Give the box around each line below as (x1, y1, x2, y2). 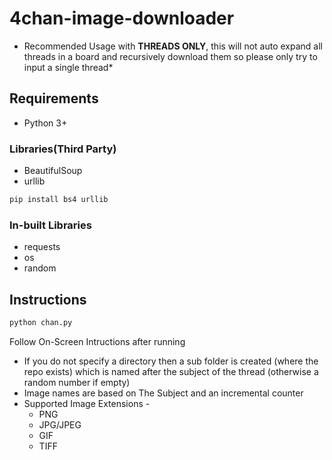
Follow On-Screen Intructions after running (9, 335, 186, 347)
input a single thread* (23, 61, 114, 73)
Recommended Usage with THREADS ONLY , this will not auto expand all (23, 40, 323, 52)
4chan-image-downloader (9, 7, 235, 30)
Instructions (9, 291, 87, 308)
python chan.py (9, 318, 73, 328)
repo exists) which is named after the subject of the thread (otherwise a (23, 365, 319, 377)
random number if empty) (23, 376, 131, 388)
